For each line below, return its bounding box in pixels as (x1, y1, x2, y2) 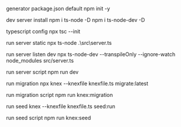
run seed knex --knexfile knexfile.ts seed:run (6, 103, 116, 110)
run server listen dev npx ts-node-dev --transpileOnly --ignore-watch (6, 51, 176, 58)
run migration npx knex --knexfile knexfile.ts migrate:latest (6, 80, 149, 87)
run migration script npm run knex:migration (6, 92, 113, 98)
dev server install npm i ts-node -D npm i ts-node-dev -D (6, 17, 146, 23)
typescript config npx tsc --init (6, 28, 81, 35)
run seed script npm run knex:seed (6, 115, 91, 121)
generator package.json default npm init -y (6, 5, 110, 12)
